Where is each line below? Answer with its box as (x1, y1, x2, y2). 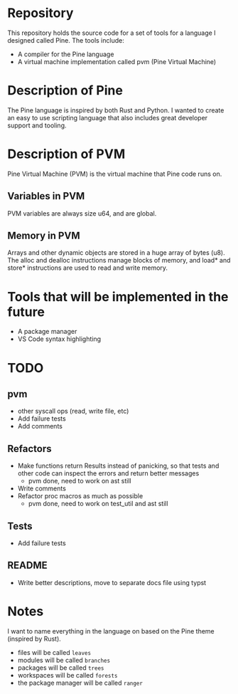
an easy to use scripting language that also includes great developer (7, 113, 208, 122)
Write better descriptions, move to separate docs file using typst (17, 578, 207, 587)
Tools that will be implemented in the (7, 288, 229, 305)
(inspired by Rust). (7, 634, 62, 643)
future (7, 304, 45, 320)
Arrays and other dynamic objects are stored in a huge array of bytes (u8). (7, 248, 225, 257)
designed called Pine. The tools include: (7, 36, 124, 44)
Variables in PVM (7, 190, 85, 202)
